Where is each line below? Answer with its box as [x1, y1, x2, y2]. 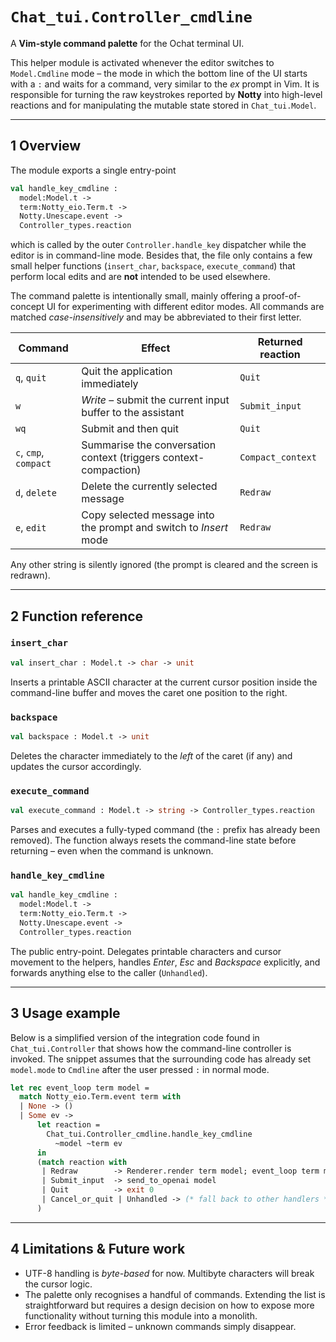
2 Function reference [10, 608, 144, 625]
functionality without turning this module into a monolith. [24, 1309, 258, 1322]
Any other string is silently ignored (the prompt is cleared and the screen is [10, 559, 318, 571]
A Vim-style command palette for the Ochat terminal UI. [10, 37, 245, 49]
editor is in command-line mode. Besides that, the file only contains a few [10, 249, 313, 262]
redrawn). [10, 569, 51, 582]
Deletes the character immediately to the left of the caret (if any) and [10, 749, 293, 762]
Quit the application [81, 364, 173, 378]
